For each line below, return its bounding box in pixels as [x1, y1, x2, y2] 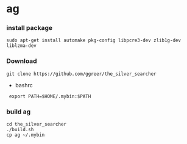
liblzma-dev [6, 43, 37, 49]
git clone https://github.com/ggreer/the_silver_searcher [6, 71, 157, 77]
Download [6, 57, 38, 65]
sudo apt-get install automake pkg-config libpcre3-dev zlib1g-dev [6, 37, 182, 44]
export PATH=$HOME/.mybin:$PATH [9, 93, 91, 99]
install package [6, 24, 53, 32]
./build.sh [6, 127, 34, 133]
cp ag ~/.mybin [6, 132, 45, 139]
